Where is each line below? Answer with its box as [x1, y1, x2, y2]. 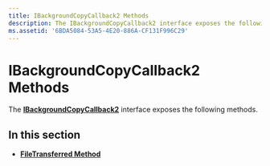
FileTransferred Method [19, 149, 101, 159]
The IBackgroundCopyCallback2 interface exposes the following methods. [8, 105, 259, 115]
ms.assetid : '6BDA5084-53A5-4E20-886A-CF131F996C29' [8, 26, 189, 34]
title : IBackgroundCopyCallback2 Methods [8, 11, 149, 20]
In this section [8, 128, 81, 141]
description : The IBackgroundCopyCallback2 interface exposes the [8, 19, 235, 27]
